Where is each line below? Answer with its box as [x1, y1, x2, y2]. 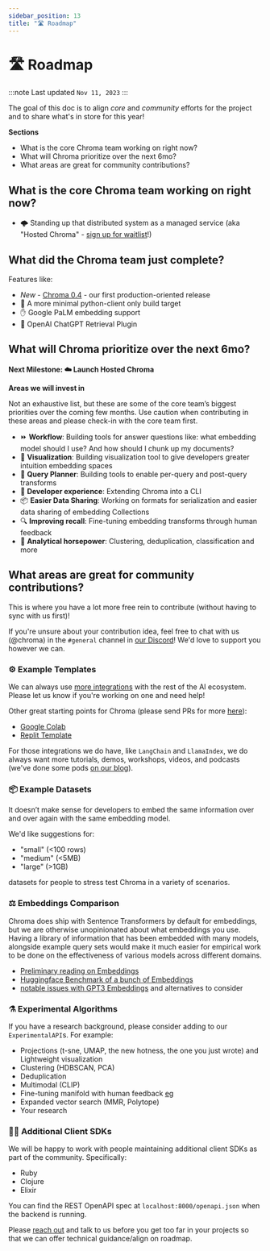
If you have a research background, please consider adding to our [8, 1021, 228, 1031]
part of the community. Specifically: [8, 1153, 127, 1162]
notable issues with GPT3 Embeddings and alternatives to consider [19, 983, 243, 992]
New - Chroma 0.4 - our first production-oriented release [19, 290, 211, 300]
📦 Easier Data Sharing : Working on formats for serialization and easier [19, 495, 258, 505]
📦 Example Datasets [8, 783, 92, 795]
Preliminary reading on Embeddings [19, 966, 139, 975]
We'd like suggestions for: [8, 829, 95, 839]
